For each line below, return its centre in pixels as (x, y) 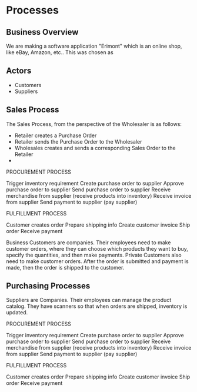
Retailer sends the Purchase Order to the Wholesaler (78, 141)
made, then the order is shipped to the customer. (65, 267)
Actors (19, 71)
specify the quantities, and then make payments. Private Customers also (94, 255)
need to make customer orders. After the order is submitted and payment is (98, 261)
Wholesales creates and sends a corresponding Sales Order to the (95, 148)
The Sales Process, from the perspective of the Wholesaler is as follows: (94, 124)
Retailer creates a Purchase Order (56, 135)
